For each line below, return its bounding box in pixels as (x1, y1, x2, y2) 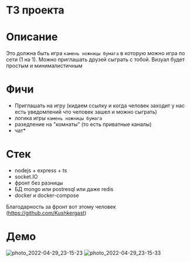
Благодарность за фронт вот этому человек (6, 203, 116, 210)
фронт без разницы (14, 179, 63, 186)
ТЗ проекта (6, 4, 64, 17)
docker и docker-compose (14, 192, 79, 199)
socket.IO (14, 173, 38, 180)
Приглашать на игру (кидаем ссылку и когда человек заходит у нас (14, 102, 185, 109)
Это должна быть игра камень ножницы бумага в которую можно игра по (6, 50, 186, 57)
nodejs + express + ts (14, 167, 67, 173)
